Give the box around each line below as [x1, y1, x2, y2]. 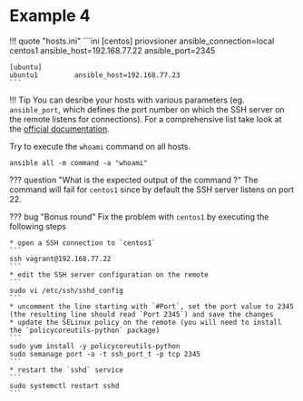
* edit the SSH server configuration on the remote [9, 269, 209, 279]
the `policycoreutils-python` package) [9, 326, 161, 335]
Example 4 [9, 5, 91, 26]
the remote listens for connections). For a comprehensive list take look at [9, 113, 282, 124]
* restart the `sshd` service [9, 365, 124, 375]
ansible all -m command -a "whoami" [9, 158, 148, 168]
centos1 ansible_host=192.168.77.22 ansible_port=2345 [9, 44, 216, 55]
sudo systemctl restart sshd [9, 381, 120, 390]
